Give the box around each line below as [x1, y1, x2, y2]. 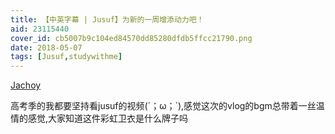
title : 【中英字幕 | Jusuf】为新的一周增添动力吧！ [10, 14, 205, 25]
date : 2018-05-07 [10, 42, 83, 53]
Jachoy [10, 79, 42, 91]
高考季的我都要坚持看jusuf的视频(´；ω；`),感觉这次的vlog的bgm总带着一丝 [10, 100, 317, 112]
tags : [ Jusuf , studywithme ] [10, 52, 123, 62]
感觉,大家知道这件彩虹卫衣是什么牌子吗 [27, 112, 189, 125]
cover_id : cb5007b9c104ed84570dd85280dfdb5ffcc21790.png [10, 33, 253, 43]
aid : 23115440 [10, 24, 70, 34]
